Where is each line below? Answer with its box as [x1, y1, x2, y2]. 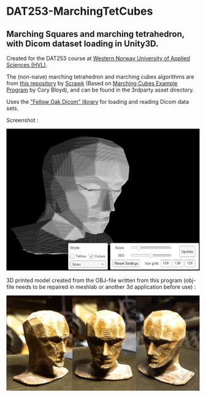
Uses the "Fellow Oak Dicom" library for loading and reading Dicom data [6, 98, 189, 105]
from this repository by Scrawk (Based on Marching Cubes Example [6, 80, 178, 87]
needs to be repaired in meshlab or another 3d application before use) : [15, 283, 196, 291]
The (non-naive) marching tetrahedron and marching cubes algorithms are [6, 73, 194, 81]
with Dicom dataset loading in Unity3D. [6, 38, 159, 49]
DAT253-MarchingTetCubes [6, 4, 153, 18]
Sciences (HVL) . [6, 61, 48, 68]
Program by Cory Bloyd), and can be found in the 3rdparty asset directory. [6, 86, 194, 93]
